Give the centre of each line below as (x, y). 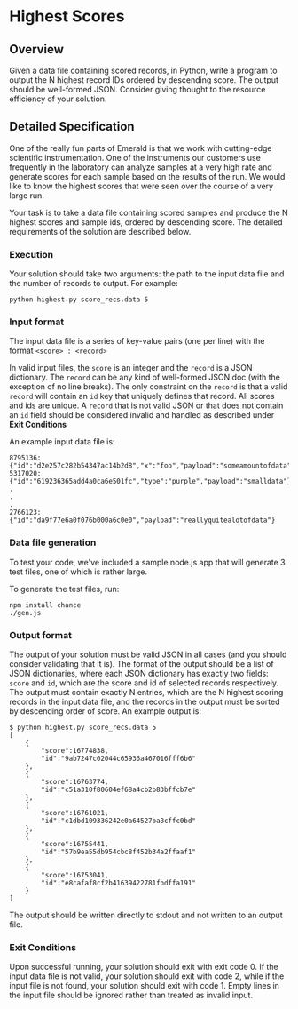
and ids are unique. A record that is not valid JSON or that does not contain (146, 405)
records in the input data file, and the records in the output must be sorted (145, 701)
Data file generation (53, 542)
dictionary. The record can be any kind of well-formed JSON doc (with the (145, 377)
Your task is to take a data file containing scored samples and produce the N (149, 212)
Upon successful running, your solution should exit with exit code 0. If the (144, 967)
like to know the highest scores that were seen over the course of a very (141, 186)
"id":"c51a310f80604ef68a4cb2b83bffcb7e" (119, 789)
